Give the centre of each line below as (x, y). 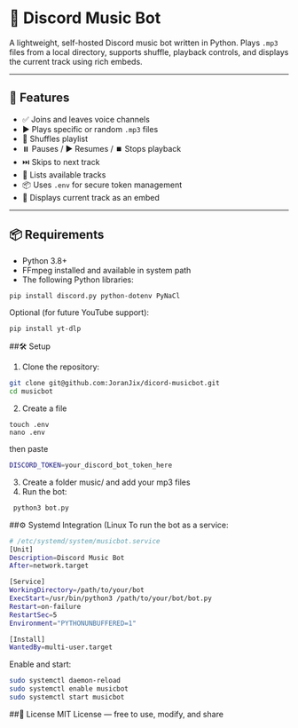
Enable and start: (40, 664)
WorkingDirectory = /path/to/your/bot (77, 590)
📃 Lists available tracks (64, 174)
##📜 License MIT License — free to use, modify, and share (117, 714)
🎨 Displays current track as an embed (90, 197)
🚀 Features (39, 98)
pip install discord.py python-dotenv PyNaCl (94, 296)
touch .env (29, 425)
